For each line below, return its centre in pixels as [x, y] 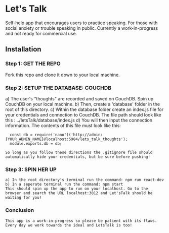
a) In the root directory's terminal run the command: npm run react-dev [85, 180]
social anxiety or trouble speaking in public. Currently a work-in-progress [82, 28]
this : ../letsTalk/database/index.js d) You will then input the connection [79, 120]
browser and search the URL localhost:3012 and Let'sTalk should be [79, 193]
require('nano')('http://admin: [69, 135]
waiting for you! [24, 198]
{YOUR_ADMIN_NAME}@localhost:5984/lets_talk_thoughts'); [67, 139]
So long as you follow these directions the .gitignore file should [79, 152]
